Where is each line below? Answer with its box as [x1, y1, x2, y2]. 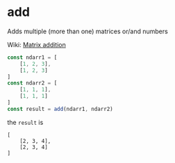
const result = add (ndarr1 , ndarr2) [7, 105, 113, 112]
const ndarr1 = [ [7, 53, 58, 61]
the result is [7, 118, 44, 126]
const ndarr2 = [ [7, 80, 58, 87]
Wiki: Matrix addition [7, 40, 66, 49]
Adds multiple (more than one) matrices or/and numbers [7, 27, 168, 35]
